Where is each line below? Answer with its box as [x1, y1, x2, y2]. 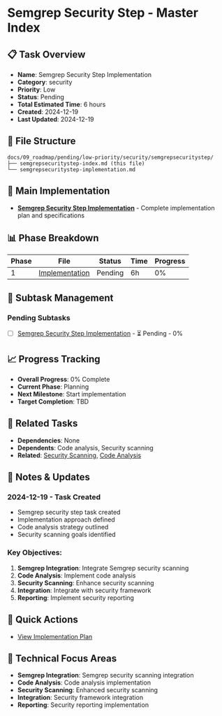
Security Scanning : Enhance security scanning [17, 578, 155, 587]
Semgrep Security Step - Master [7, 5, 199, 21]
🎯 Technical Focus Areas [7, 652, 117, 664]
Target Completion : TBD [17, 397, 89, 406]
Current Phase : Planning [17, 382, 89, 391]
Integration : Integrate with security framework [17, 586, 151, 594]
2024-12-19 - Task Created [7, 492, 101, 502]
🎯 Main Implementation [7, 185, 110, 197]
